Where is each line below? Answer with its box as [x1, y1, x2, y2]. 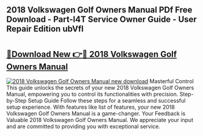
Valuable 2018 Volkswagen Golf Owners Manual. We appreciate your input [6, 117, 194, 123]
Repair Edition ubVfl [6, 24, 84, 34]
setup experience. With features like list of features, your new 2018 [6, 103, 175, 110]
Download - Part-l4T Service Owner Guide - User [6, 15, 197, 25]
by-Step [6, 97, 27, 104]
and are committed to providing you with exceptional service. [6, 123, 161, 130]
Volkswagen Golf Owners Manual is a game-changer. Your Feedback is [6, 110, 186, 117]
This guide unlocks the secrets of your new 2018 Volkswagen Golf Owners [6, 84, 194, 91]
